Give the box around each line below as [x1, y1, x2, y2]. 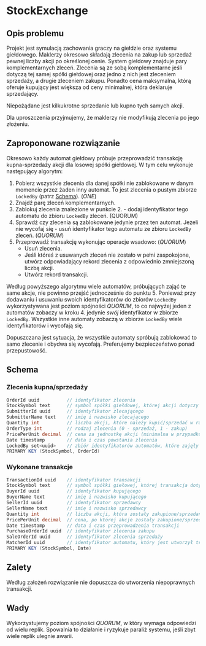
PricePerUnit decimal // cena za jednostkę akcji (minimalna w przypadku [6, 431, 202, 437]
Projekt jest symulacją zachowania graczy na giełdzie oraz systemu [6, 44, 177, 52]
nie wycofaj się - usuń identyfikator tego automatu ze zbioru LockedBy [15, 225, 191, 232]
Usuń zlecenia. [24, 244, 63, 252]
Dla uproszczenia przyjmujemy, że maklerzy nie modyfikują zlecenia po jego [6, 114, 199, 121]
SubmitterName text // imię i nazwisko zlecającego [6, 414, 150, 421]
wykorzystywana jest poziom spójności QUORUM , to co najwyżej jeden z [6, 302, 191, 309]
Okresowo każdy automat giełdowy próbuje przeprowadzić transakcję [6, 154, 183, 161]
